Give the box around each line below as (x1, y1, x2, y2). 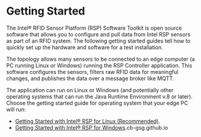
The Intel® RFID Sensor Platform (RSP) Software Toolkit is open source (6, 24, 182, 32)
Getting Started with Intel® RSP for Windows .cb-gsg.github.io (14, 124, 168, 131)
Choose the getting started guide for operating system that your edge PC (6, 99, 188, 107)
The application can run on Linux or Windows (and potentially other (6, 86, 174, 93)
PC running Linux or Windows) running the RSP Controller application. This (6, 62, 193, 69)
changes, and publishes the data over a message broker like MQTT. (6, 75, 174, 82)
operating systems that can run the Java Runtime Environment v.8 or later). (6, 93, 193, 100)
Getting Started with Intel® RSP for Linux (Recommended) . (14, 117, 161, 125)
